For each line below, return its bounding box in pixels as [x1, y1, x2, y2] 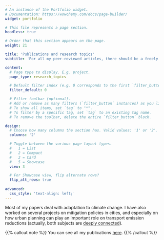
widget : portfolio [5, 16, 42, 21]
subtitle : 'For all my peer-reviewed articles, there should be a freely [5, 56, 159, 61]
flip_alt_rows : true [9, 177, 51, 182]
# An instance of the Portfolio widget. [5, 7, 89, 12]
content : [5, 65, 23, 70]
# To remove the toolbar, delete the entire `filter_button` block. [9, 114, 152, 120]
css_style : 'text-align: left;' [9, 191, 76, 196]
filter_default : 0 [9, 87, 47, 93]
